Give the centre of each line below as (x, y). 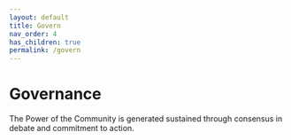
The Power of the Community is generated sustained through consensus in (146, 119)
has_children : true (45, 42)
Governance (55, 94)
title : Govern (35, 26)
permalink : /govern (45, 51)
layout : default (39, 17)
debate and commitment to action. (72, 128)
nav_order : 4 (33, 34)
